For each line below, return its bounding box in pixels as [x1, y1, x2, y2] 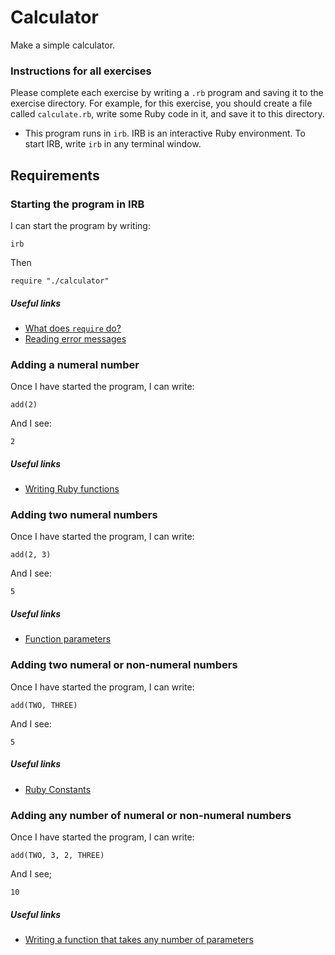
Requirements [10, 167, 100, 184]
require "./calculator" [10, 276, 110, 286]
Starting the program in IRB [10, 197, 145, 211]
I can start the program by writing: [10, 219, 151, 231]
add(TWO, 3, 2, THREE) [10, 850, 105, 860]
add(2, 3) [10, 550, 52, 560]
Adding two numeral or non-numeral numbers [10, 658, 238, 672]
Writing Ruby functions [24, 483, 120, 495]
